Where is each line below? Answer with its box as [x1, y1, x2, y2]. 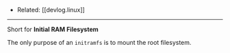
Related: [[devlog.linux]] [16, 6, 86, 14]
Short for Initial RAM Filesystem [7, 25, 99, 33]
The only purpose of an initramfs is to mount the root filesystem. [7, 39, 192, 46]
